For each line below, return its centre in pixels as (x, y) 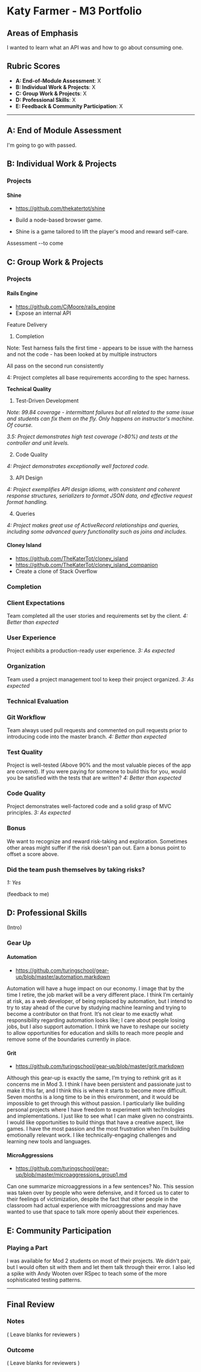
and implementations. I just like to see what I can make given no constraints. (101, 1116)
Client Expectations (36, 603)
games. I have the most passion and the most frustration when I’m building (98, 1129)
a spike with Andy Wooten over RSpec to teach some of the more (87, 1274)
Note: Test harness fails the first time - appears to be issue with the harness (100, 348)
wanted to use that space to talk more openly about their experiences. (93, 1212)
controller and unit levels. (38, 443)
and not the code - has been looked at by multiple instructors (82, 354)
